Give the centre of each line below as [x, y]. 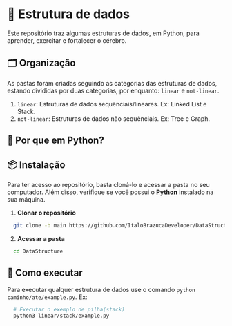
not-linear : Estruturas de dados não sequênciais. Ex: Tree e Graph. [114, 118]
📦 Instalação [36, 165]
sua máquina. [26, 199]
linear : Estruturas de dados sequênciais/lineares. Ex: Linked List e [112, 104]
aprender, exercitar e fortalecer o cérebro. [67, 40]
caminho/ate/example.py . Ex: [47, 297]
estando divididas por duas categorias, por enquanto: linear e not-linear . [113, 90]
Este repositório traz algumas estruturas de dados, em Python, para [104, 33]
